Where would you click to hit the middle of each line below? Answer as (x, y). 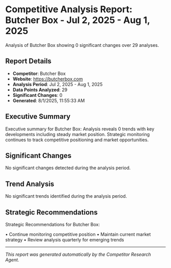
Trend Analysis (30, 184)
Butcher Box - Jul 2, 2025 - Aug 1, (78, 20)
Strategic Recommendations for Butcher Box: (53, 224)
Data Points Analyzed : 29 (40, 90)
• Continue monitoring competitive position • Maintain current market (78, 234)
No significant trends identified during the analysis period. (66, 196)
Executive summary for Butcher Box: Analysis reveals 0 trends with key (80, 129)
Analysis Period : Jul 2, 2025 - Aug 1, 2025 (58, 84)
